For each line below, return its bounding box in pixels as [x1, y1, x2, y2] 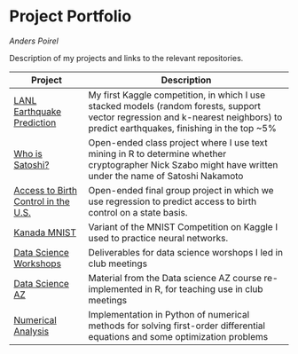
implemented [88, 282, 144, 295]
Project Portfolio [9, 6, 132, 27]
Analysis [13, 325, 50, 337]
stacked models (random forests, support [88, 99, 262, 112]
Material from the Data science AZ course [88, 271, 262, 284]
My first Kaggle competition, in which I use [88, 89, 266, 101]
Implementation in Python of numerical [88, 308, 250, 320]
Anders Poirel [9, 35, 59, 46]
